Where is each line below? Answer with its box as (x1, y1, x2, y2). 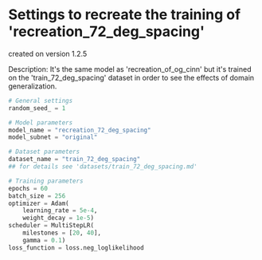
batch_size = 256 (8, 191, 66, 200)
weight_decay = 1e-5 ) (22, 214, 94, 223)
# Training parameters (8, 177, 84, 185)
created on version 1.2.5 (8, 49, 88, 58)
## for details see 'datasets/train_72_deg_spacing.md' (8, 163, 197, 171)
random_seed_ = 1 (8, 104, 66, 112)
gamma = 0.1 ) (22, 236, 66, 244)
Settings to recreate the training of (8, 6, 241, 24)
